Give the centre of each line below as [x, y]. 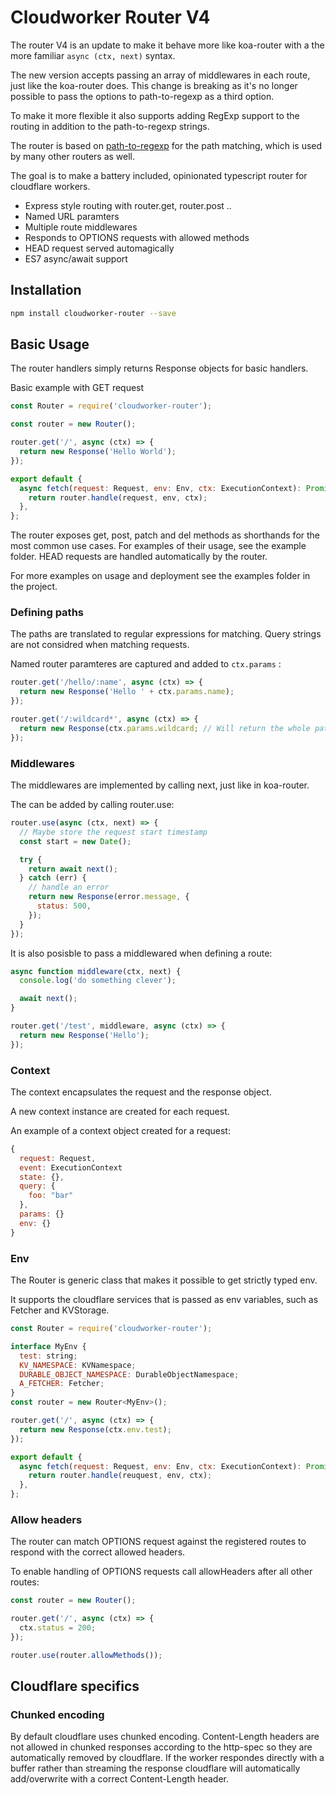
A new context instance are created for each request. [120, 1111]
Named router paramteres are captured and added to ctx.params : [146, 664]
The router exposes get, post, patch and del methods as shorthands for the [165, 535]
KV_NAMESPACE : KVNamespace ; [78, 1365]
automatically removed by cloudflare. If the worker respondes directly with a [167, 1758]
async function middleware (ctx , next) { [96, 971]
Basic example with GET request [77, 388]
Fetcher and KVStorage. [60, 1310]
